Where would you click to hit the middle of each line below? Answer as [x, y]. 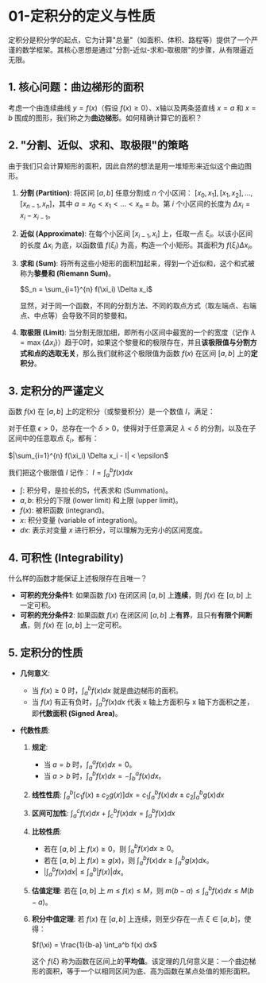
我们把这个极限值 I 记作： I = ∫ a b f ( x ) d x [71, 472]
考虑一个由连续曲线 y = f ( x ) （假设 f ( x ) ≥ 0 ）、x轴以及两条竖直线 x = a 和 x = [132, 107]
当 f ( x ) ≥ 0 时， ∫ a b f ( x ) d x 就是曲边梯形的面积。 [107, 691]
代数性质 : [35, 730]
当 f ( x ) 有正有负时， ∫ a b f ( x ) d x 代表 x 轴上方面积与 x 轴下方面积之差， [143, 702]
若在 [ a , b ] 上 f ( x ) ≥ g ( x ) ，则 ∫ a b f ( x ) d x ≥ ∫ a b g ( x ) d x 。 [128, 861]
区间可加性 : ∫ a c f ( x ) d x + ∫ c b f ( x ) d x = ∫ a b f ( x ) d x [103, 813]
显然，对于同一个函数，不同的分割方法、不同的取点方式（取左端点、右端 [138, 305]
